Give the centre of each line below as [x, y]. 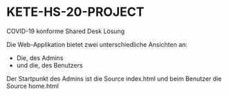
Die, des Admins [40, 58]
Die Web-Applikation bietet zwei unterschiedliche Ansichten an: [97, 44]
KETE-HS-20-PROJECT [75, 12]
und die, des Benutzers [49, 65]
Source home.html [33, 86]
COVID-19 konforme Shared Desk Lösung [66, 31]
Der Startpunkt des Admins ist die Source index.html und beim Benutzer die [114, 78]
